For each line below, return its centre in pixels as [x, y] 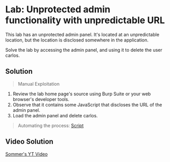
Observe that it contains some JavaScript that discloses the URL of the [87, 105]
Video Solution [29, 142]
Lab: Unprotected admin [58, 9]
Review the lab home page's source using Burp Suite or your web [82, 94]
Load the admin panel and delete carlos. [55, 115]
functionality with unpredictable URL [85, 20]
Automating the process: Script [51, 125]
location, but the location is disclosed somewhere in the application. [77, 40]
